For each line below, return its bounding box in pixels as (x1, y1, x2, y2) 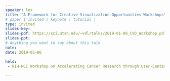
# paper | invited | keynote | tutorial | (5, 17, 96, 22)
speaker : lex (5, 7, 33, 13)
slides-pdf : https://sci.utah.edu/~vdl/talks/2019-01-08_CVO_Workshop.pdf (5, 31, 166, 36)
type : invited (5, 21, 35, 27)
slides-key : (5, 26, 30, 31)
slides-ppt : (5, 36, 30, 41)
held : (5, 59, 17, 64)
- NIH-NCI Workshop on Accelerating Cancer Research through (7, 64, 139, 69)
